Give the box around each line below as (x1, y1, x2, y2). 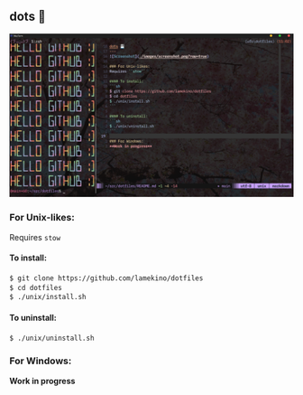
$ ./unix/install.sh (9, 293, 87, 302)
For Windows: (9, 354, 72, 367)
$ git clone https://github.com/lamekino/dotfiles (9, 273, 204, 283)
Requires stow (9, 231, 61, 242)
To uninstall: (9, 312, 57, 323)
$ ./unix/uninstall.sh (9, 334, 95, 343)
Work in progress (9, 375, 76, 386)
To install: (9, 252, 48, 263)
